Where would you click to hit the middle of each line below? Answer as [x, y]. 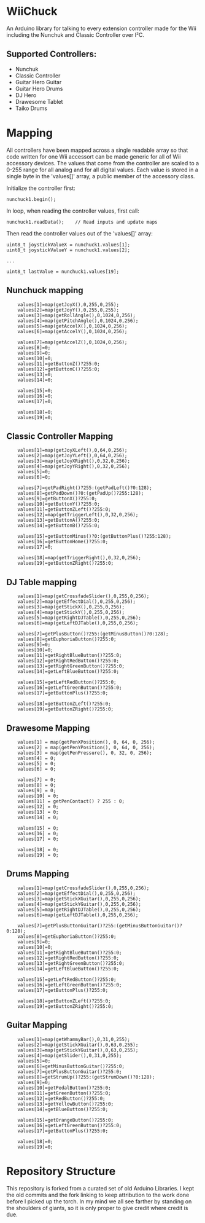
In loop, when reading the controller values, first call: [73, 211]
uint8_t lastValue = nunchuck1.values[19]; [63, 272]
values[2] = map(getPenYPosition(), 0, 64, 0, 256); [86, 747]
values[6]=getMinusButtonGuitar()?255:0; [71, 1066]
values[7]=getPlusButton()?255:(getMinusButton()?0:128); [93, 634]
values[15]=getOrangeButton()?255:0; [66, 1120]
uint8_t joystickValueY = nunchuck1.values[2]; [68, 250]
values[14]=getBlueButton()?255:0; [63, 1109]
